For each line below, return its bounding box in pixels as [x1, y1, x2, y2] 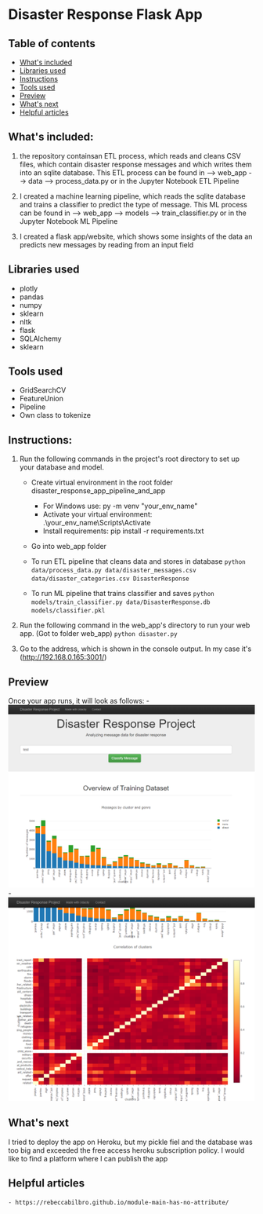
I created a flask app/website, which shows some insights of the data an [19, 232, 253, 241]
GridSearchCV [19, 386, 67, 395]
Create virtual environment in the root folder [31, 477, 174, 488]
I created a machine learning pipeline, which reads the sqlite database [19, 191, 246, 201]
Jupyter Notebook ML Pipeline [19, 216, 118, 225]
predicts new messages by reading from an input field [19, 240, 194, 249]
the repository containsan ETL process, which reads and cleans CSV [19, 151, 241, 160]
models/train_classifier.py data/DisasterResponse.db [31, 598, 211, 606]
